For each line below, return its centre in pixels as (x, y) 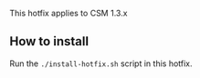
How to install (49, 41)
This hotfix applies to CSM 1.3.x (68, 13)
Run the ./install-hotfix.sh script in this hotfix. (101, 63)
